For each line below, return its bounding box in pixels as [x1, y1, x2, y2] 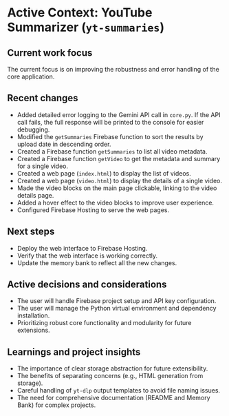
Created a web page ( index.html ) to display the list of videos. [17, 169, 191, 177]
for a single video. [17, 162, 69, 170]
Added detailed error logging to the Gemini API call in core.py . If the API [17, 110, 221, 118]
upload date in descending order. [17, 140, 111, 148]
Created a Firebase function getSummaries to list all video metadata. [17, 147, 208, 156]
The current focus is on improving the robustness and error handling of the [7, 65, 220, 73]
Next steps [7, 226, 55, 238]
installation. [17, 311, 50, 320]
